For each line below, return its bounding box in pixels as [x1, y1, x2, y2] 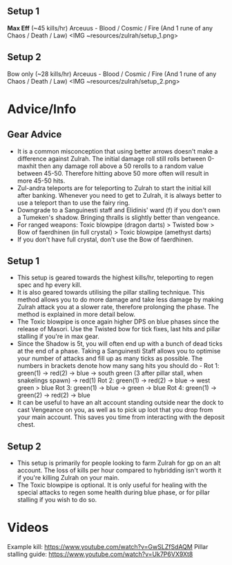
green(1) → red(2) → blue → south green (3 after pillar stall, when [17, 369, 203, 378]
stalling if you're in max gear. [17, 332, 100, 341]
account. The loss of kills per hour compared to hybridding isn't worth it [17, 466, 222, 474]
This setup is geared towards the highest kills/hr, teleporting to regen [17, 273, 214, 282]
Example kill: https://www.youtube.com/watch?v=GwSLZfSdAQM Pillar [7, 543, 209, 551]
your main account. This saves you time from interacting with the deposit [17, 413, 225, 421]
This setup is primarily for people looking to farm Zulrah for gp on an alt [17, 459, 221, 467]
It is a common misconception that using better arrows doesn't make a [17, 147, 218, 155]
